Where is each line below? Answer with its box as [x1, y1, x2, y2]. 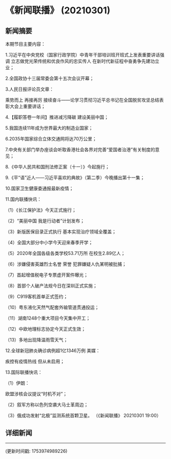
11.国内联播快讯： [5, 196, 42, 202]
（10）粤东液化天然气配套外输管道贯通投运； [5, 304, 99, 310]
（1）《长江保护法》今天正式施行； [5, 207, 76, 213]
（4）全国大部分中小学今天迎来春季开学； [5, 240, 93, 245]
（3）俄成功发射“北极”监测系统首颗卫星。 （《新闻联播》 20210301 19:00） [5, 413, 161, 418]
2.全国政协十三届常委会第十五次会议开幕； [5, 75, 94, 81]
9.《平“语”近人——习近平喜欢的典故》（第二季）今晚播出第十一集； [5, 175, 145, 181]
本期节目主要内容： [5, 41, 46, 47]
